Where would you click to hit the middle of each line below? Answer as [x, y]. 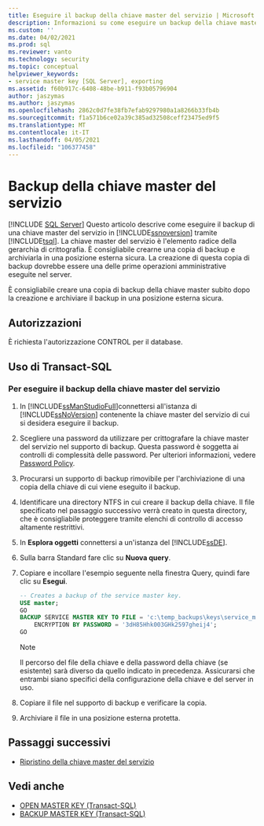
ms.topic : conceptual [44, 67]
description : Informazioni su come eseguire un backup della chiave [123, 23]
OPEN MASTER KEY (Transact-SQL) [78, 805]
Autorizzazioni [45, 323]
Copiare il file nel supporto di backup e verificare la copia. [113, 703]
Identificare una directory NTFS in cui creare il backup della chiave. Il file [137, 502]
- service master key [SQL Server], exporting [86, 81]
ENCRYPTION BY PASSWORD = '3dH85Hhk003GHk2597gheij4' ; [126, 625]
